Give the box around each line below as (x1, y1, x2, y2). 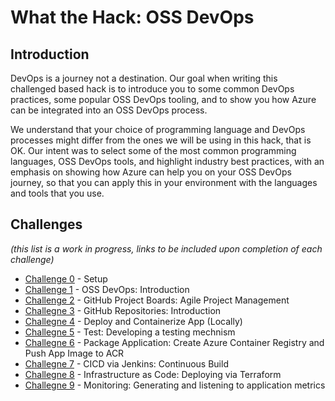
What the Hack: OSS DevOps (10, 6, 255, 29)
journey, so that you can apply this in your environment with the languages (10, 177, 318, 188)
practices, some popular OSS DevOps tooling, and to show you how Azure (10, 94, 317, 105)
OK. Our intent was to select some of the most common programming (10, 145, 297, 156)
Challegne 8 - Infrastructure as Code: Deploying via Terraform (24, 368, 282, 380)
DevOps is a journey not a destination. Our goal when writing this (10, 72, 278, 84)
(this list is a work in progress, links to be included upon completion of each (10, 242, 323, 255)
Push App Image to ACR (24, 347, 125, 359)
